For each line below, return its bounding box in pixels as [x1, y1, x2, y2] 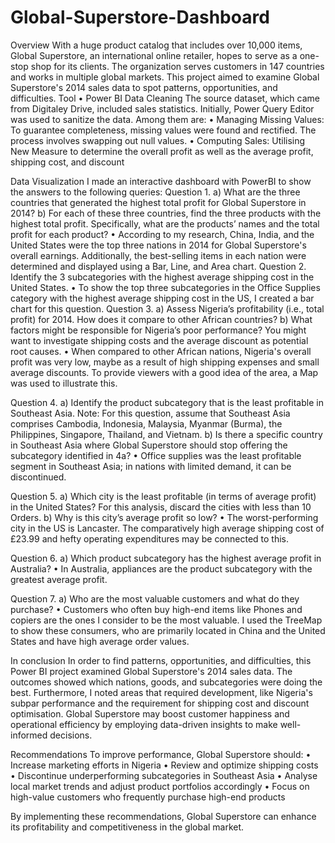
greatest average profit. [10, 573, 108, 585]
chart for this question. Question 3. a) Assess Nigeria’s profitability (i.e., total [10, 302, 325, 315]
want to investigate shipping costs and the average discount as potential [10, 334, 309, 346]
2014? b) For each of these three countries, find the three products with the [10, 207, 322, 219]
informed [10, 729, 48, 741]
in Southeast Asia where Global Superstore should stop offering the [10, 439, 288, 451]
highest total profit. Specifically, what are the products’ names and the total [10, 217, 320, 230]
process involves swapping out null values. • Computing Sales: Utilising [10, 134, 306, 146]
